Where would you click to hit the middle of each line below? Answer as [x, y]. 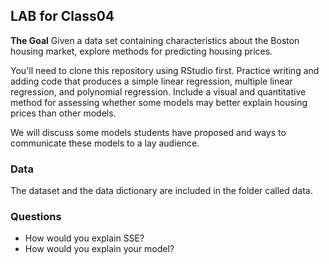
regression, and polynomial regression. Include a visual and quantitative [158, 91]
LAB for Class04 [62, 16]
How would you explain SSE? [84, 238]
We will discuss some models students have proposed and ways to [148, 132]
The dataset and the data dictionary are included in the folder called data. [161, 191]
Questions [36, 217]
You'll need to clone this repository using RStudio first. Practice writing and [165, 70]
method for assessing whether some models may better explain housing [159, 102]
